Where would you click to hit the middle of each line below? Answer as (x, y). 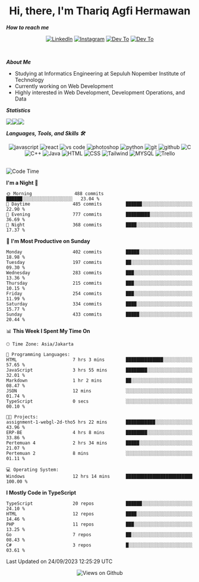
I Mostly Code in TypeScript (41, 492)
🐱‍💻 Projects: (22, 417)
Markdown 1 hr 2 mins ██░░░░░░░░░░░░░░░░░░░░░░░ (99, 380)
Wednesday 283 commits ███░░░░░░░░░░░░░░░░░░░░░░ (99, 273)
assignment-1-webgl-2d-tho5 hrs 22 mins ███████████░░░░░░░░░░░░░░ (99, 422)
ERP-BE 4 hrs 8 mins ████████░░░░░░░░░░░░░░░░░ (99, 432)
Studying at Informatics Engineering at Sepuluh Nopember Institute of (100, 73)
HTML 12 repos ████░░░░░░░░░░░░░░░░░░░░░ (99, 514)
